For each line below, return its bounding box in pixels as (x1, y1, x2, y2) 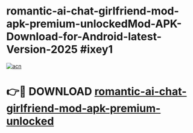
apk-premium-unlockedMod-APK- (6, 17, 182, 31)
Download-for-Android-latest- (6, 30, 162, 43)
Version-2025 (6, 43, 78, 57)
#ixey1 (80, 43, 113, 57)
